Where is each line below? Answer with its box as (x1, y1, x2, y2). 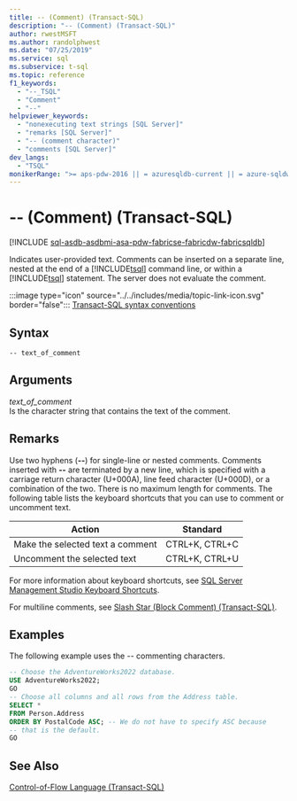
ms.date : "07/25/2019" (9, 46, 93, 55)
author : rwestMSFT (9, 29, 77, 38)
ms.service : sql (9, 54, 69, 63)
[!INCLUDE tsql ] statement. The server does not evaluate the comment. (9, 273, 267, 284)
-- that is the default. (9, 726, 101, 735)
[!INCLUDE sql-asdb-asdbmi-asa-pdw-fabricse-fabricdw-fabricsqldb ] (9, 237, 265, 248)
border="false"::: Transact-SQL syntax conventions (9, 299, 196, 310)
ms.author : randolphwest (9, 37, 101, 47)
